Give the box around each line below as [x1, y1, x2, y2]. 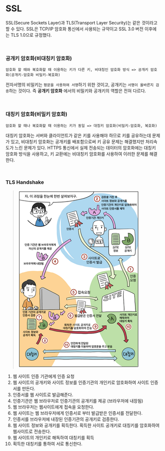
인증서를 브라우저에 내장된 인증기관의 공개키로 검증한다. [12, 416, 119, 422]
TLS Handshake [5, 179, 44, 186]
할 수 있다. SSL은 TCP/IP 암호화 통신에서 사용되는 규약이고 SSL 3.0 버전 [5, 25, 144, 32]
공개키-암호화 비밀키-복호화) [11, 73, 61, 77]
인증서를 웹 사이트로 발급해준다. [12, 392, 73, 398]
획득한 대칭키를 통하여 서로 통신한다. [12, 441, 82, 447]
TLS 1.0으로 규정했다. [10, 32, 52, 38]
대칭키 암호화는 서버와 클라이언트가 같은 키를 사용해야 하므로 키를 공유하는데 [5, 132, 151, 138]
